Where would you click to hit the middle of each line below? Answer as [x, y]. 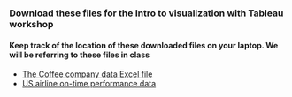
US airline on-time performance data [89, 84]
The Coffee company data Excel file [87, 74]
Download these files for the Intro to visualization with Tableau [146, 13]
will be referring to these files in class [80, 55]
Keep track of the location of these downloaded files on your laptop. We [144, 45]
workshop [31, 24]
